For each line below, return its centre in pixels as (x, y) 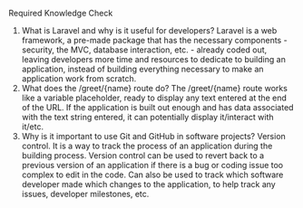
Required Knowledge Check (61, 13)
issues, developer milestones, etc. (85, 194)
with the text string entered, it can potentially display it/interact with (147, 117)
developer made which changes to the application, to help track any (148, 184)
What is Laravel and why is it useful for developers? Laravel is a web (149, 30)
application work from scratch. (79, 79)
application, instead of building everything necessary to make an (142, 69)
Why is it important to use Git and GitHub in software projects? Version (154, 136)
